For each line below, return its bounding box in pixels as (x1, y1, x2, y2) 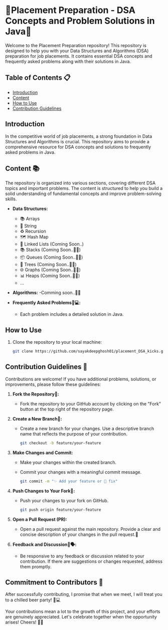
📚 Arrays (20, 216, 40, 222)
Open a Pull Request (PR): (12, 516, 67, 522)
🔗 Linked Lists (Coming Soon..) (20, 241, 84, 247)
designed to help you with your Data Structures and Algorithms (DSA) (5, 48, 149, 54)
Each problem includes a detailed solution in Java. (20, 311, 124, 317)
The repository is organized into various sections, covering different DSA (5, 180, 156, 186)
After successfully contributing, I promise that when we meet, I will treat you (5, 591, 163, 597)
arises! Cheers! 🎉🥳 (5, 619, 44, 625)
